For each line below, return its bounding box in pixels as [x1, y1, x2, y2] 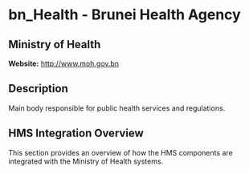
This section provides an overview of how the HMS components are [8, 148, 233, 157]
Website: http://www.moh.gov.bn [8, 59, 119, 68]
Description [8, 82, 68, 95]
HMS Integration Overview [8, 127, 145, 140]
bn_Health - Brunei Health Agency [8, 6, 241, 24]
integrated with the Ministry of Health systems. [8, 156, 164, 166]
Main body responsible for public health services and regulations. [8, 103, 226, 113]
